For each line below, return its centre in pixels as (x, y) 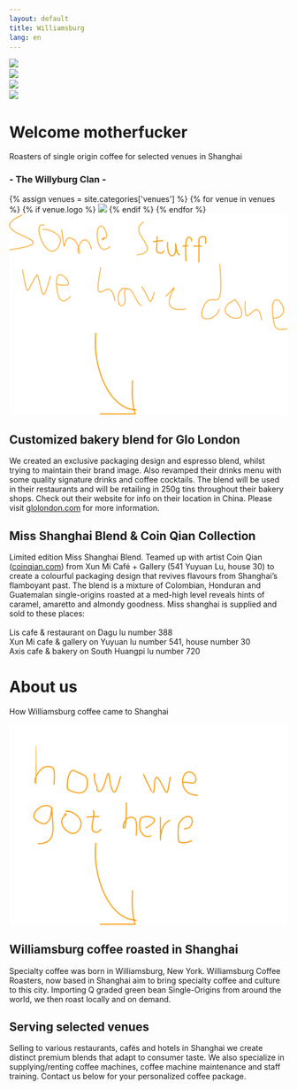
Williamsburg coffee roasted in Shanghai (124, 950)
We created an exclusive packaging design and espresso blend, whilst (137, 461)
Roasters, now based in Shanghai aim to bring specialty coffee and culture (145, 980)
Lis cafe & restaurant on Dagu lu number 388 (91, 632)
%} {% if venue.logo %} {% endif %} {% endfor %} (108, 209)
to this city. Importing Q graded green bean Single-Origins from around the (145, 990)
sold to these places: (47, 614)
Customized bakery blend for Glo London (125, 440)
